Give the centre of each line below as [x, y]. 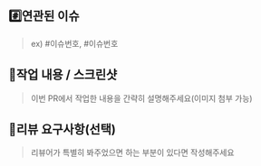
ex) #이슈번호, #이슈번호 [74, 43]
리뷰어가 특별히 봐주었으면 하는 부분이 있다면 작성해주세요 [132, 152]
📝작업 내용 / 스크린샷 [63, 75]
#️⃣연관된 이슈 [44, 16]
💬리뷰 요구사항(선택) [63, 129]
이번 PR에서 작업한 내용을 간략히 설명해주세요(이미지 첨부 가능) [141, 98]
